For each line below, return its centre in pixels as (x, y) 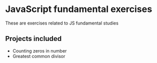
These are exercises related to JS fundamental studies (62, 23)
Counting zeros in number (40, 50)
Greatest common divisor (39, 56)
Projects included (34, 39)
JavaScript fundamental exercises (79, 9)
